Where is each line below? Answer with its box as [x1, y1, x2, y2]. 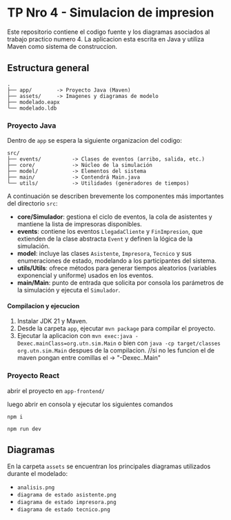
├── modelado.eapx [7, 99, 60, 106]
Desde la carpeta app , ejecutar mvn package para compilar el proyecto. [17, 324, 216, 332]
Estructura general [7, 62, 90, 74]
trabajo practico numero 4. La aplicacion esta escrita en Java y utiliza [7, 34, 205, 43]
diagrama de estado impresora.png [17, 499, 117, 506]
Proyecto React [7, 371, 60, 381]
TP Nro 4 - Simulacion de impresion [7, 5, 214, 21]
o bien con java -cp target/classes [117, 339, 221, 348]
